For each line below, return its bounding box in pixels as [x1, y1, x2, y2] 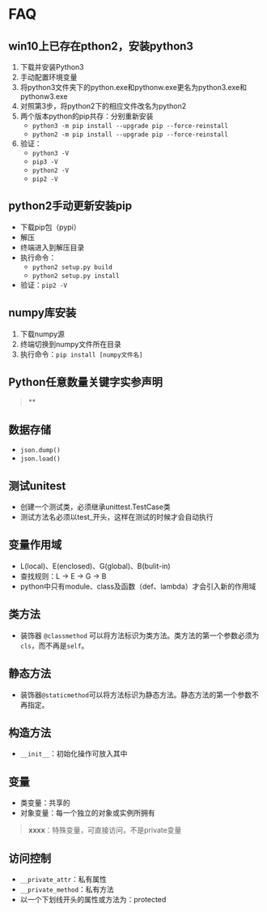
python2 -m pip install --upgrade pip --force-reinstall [32, 131, 229, 139]
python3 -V [32, 149, 70, 157]
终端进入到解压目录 [19, 242, 85, 252]
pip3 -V [32, 158, 58, 166]
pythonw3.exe [19, 92, 68, 101]
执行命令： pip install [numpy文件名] [19, 349, 143, 359]
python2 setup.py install [32, 272, 120, 280]
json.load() [19, 455, 61, 463]
